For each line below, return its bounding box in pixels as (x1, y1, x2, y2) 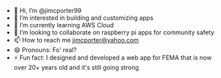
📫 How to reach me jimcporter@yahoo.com (13, 36, 139, 44)
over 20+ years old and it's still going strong (13, 64, 139, 71)
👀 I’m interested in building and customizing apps (13, 14, 154, 22)
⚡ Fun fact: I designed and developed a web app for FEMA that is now (13, 53, 212, 62)
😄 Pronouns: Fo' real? (13, 46, 77, 54)
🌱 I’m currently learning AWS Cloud (13, 21, 114, 29)
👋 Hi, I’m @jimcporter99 (13, 7, 82, 14)
